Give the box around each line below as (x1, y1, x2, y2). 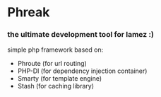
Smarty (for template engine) (17, 74, 102, 83)
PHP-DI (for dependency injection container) (17, 67, 148, 75)
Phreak (7, 4, 50, 21)
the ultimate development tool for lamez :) (7, 30, 154, 40)
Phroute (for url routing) (17, 59, 87, 68)
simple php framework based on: (7, 45, 104, 54)
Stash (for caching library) (17, 82, 94, 91)
